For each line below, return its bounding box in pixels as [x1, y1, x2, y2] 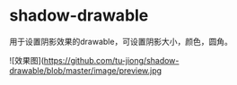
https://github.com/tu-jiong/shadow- [43, 55, 180, 65]
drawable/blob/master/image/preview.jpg [9, 64, 162, 76]
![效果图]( [9, 55, 45, 65]
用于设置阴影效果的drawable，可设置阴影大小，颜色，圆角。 [9, 36, 233, 47]
